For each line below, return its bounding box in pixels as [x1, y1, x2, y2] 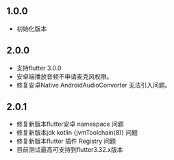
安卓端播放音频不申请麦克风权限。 [16, 72, 113, 81]
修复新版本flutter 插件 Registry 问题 [16, 137, 116, 146]
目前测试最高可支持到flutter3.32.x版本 [16, 146, 123, 154]
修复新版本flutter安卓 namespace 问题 [16, 120, 124, 129]
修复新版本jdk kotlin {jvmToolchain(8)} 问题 [16, 129, 138, 137]
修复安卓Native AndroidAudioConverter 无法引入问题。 [16, 81, 171, 89]
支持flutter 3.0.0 [16, 64, 62, 72]
